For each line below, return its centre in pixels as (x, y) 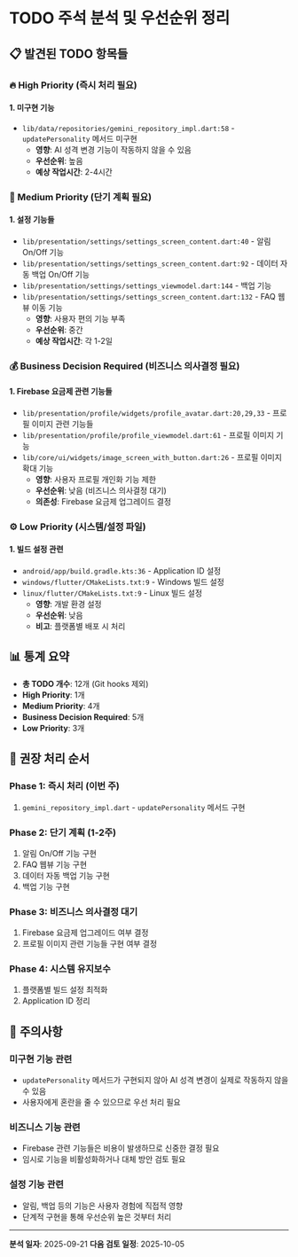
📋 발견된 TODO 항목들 (69, 54)
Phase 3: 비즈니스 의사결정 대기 (74, 911)
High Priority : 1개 (54, 695)
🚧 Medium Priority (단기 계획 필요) (81, 197)
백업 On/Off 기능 (61, 274)
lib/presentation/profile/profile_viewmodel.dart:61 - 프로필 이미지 (148, 434)
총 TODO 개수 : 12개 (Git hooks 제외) (85, 683)
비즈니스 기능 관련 (45, 1128)
